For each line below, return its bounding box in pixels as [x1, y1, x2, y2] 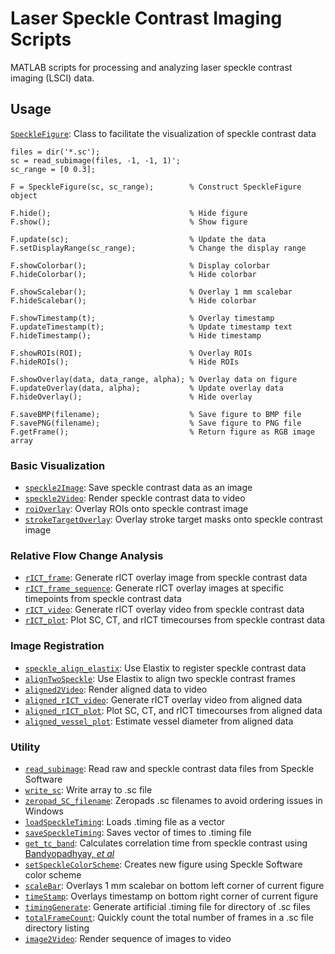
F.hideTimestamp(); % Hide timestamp [10, 330, 262, 341]
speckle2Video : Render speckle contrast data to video [24, 492, 246, 504]
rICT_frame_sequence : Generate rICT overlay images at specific [24, 582, 285, 594]
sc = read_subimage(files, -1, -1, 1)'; [10, 155, 182, 166]
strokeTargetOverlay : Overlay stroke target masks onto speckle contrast [24, 513, 323, 526]
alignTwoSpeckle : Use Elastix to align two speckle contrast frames [24, 672, 296, 684]
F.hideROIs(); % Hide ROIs [10, 357, 240, 367]
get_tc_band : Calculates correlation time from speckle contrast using [24, 837, 308, 849]
